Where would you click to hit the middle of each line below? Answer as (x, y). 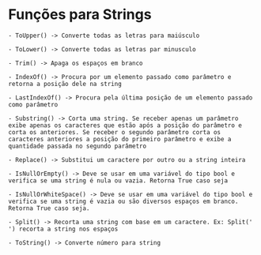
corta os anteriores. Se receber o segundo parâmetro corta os (115, 132)
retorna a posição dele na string (65, 84)
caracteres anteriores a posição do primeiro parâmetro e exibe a (120, 139)
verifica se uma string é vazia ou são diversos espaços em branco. (123, 201)
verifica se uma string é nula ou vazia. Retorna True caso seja (118, 180)
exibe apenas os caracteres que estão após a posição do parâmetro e (125, 125)
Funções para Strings (80, 15)
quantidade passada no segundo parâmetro (78, 146)
